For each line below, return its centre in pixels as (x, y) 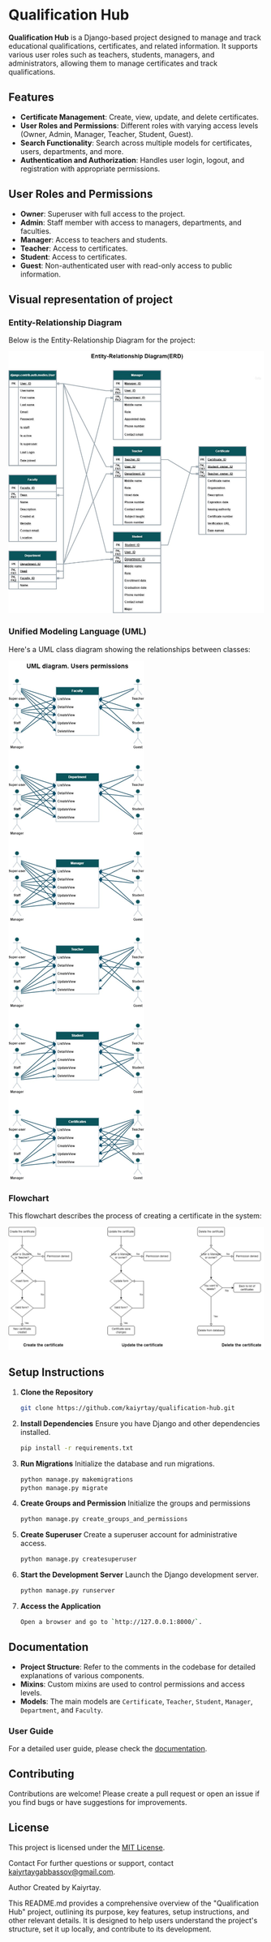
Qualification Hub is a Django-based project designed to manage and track (135, 37)
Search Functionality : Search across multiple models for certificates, (136, 143)
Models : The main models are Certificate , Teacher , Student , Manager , (136, 1701)
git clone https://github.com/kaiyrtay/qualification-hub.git (127, 1408)
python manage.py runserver (67, 1591)
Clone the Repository (56, 1392)
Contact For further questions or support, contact (91, 1863)
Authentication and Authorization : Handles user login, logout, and (132, 160)
